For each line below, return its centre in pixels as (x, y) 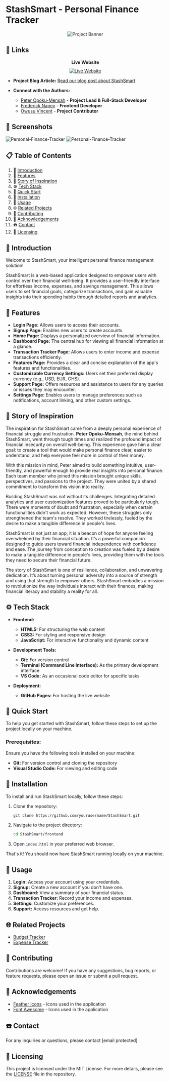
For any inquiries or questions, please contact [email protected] (72, 1040)
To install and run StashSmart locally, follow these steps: (64, 796)
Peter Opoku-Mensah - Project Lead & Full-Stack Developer (83, 100)
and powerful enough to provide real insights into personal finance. (94, 470)
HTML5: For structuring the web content (63, 629)
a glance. (22, 346)
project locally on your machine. (39, 729)
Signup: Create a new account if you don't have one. (68, 888)
